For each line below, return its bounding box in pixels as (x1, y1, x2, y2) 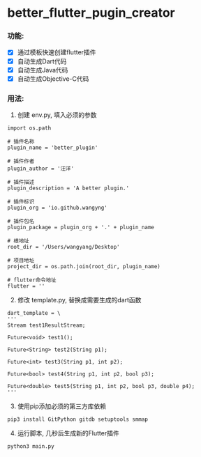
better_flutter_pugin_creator (7, 5, 176, 21)
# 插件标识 (7, 199, 35, 206)
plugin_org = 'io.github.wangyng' (7, 204, 108, 212)
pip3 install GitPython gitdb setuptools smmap (7, 416, 149, 423)
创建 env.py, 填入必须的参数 (17, 111, 97, 119)
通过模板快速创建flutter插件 (17, 48, 96, 56)
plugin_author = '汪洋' (7, 165, 75, 172)
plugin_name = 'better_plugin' (7, 144, 98, 151)
